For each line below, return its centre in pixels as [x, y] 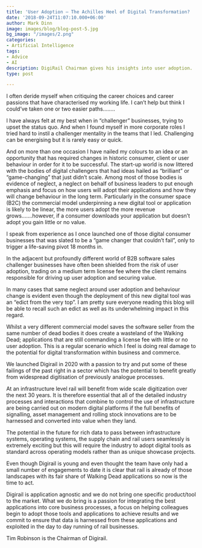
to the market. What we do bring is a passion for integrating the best [91, 501]
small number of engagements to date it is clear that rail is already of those [99, 470]
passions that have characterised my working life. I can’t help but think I [96, 103]
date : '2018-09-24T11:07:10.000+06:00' [56, 18]
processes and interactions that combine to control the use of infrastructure [100, 402]
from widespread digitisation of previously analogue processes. [85, 377]
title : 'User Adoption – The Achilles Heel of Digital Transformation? [98, 12]
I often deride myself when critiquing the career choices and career [90, 96]
